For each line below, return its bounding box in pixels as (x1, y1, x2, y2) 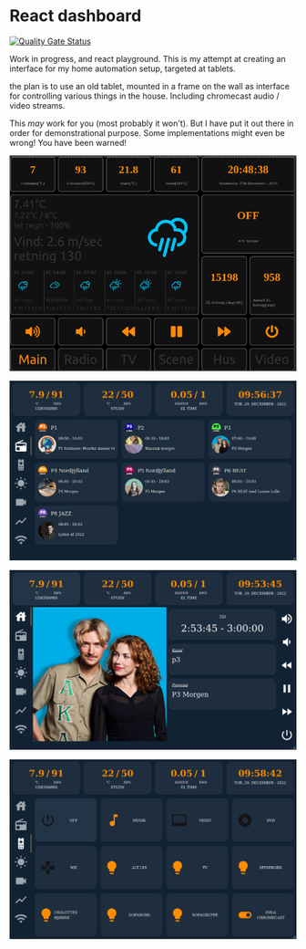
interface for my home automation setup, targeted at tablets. (9, 63, 236, 74)
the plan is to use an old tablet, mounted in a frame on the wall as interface (9, 80, 290, 91)
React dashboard (9, 5, 142, 26)
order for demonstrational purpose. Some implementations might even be (9, 127, 285, 138)
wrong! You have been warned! (9, 137, 127, 148)
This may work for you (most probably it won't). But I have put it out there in (9, 118, 294, 129)
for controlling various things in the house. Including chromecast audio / (9, 90, 280, 101)
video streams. (9, 99, 66, 110)
